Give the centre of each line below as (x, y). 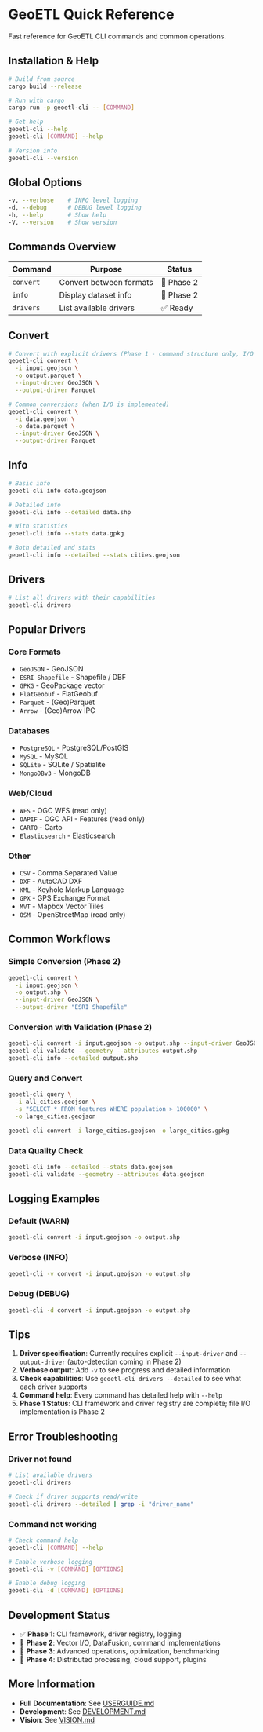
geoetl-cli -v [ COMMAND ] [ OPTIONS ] (66, 1569)
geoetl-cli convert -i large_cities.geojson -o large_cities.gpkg (119, 1131)
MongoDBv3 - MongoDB (55, 773)
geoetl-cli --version (43, 158)
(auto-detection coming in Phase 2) (124, 1362)
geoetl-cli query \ (40, 1094)
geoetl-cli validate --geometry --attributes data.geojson (106, 1174)
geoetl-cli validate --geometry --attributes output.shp (103, 1051)
